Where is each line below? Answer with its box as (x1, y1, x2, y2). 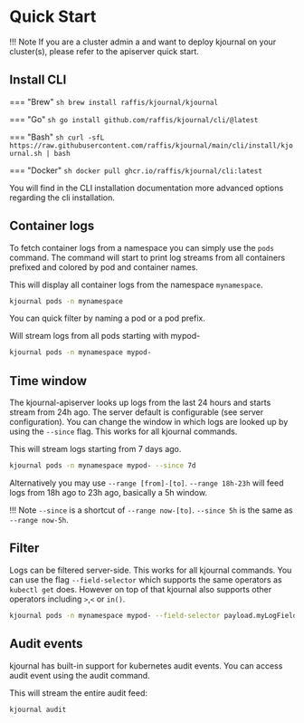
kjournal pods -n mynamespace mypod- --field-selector (9, 611, 221, 620)
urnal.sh (9, 149, 43, 158)
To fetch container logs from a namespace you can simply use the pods (9, 242, 274, 253)
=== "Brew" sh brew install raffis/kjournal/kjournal (9, 96, 219, 107)
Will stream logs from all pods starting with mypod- (9, 331, 201, 342)
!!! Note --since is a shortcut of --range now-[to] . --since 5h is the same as (9, 505, 294, 516)
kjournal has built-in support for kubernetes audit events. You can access (9, 660, 283, 671)
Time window (9, 373, 88, 389)
